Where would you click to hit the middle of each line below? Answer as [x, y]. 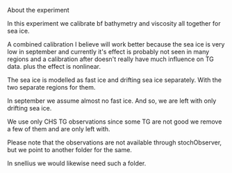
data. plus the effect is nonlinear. [54, 66]
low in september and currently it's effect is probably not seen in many [108, 52]
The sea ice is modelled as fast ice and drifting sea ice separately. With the [115, 80]
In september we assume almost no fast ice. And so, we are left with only [112, 101]
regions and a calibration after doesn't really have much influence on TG [110, 59]
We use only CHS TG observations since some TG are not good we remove [115, 122]
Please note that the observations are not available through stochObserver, [115, 142]
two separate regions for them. [51, 87]
